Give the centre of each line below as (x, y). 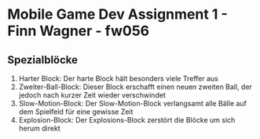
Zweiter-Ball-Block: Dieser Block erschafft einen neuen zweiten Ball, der (135, 87)
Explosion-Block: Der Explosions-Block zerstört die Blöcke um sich (127, 120)
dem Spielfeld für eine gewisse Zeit (76, 112)
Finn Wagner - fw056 (79, 31)
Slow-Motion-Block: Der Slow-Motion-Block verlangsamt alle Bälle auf (132, 103)
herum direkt (39, 128)
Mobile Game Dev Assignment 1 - (118, 14)
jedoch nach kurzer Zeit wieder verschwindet (92, 95)
